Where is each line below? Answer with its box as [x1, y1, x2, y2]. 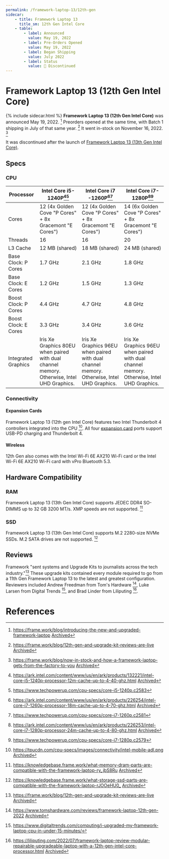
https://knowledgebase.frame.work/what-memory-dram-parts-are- [13, 762, 152, 768]
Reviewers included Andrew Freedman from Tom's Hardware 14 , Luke [6, 581, 149, 587]
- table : [15, 26, 33, 31]
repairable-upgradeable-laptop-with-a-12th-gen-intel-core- [13, 843, 137, 849]
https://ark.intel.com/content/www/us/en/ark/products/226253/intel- [13, 722, 156, 728]
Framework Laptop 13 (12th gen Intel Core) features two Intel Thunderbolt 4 [6, 419, 162, 425]
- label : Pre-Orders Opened [24, 40, 82, 45]
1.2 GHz [39, 280, 59, 287]
